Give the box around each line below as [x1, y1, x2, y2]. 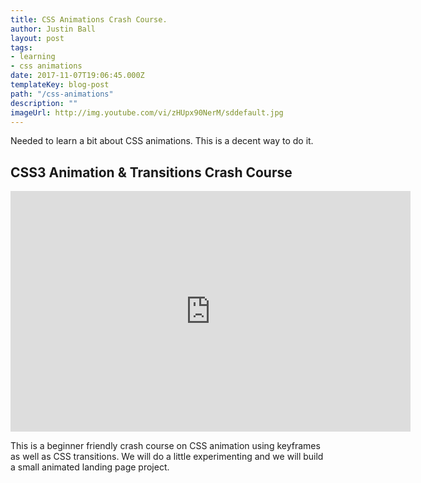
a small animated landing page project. [10, 461, 170, 473]
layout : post [10, 33, 65, 43]
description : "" [10, 98, 78, 108]
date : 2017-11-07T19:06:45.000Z [10, 71, 145, 81]
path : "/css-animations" [10, 89, 114, 99]
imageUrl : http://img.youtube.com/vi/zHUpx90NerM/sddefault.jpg [10, 107, 284, 118]
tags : [10, 42, 33, 53]
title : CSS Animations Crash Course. [10, 14, 168, 25]
